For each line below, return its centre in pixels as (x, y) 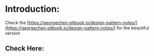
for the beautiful (133, 28)
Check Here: (25, 48)
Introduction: (32, 9)
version (13, 33)
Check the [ (17, 23)
